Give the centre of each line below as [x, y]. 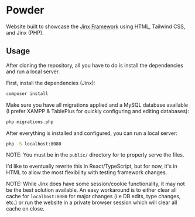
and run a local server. [33, 72]
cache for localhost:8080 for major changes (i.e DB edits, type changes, [93, 196]
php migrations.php [30, 122]
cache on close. [25, 209]
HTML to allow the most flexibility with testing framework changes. [87, 172]
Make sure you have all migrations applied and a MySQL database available [97, 105]
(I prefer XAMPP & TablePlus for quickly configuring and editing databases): [97, 111]
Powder [25, 10]
